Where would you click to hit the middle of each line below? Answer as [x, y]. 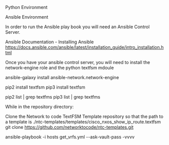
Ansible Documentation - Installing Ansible [50, 42]
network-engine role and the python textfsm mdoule [59, 68]
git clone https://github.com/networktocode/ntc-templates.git [70, 127]
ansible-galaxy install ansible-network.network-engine [62, 77]
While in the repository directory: [39, 107]
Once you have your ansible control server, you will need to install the [78, 62]
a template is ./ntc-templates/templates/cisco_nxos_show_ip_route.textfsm [83, 122]
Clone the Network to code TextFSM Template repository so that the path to [84, 116]
